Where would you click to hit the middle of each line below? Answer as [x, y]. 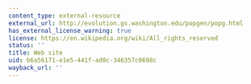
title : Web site [36, 53]
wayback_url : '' [36, 68]
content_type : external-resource [65, 16]
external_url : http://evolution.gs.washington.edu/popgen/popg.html [126, 23]
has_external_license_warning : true [70, 30]
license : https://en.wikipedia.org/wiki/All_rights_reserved [113, 38]
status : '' [27, 46]
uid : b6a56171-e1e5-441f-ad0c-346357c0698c [83, 61]
